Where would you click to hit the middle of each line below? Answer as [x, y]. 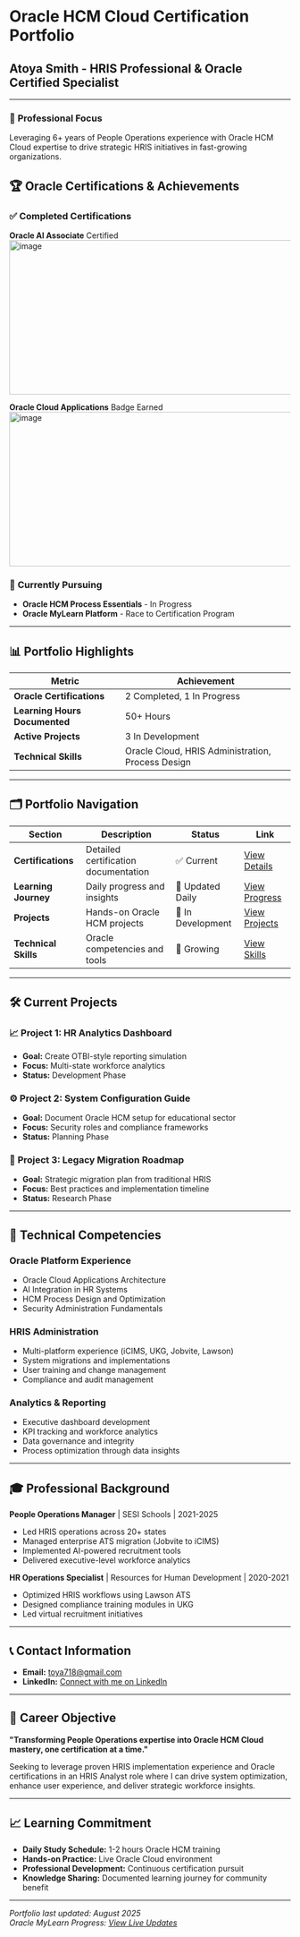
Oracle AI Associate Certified [64, 235]
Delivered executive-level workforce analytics [106, 1560]
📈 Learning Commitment [80, 1823]
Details [258, 866]
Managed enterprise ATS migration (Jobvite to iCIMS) [121, 1541]
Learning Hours [48, 711]
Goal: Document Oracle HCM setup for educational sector [129, 1117]
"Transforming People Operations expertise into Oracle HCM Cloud [137, 1739]
